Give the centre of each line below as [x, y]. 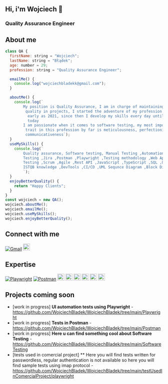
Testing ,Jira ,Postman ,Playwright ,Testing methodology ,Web [90, 158]
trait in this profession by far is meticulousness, [81, 130]
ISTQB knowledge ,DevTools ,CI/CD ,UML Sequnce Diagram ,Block [90, 167]
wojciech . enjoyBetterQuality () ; [39, 219]
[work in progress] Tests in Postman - [52, 323]
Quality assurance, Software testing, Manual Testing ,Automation [94, 153]
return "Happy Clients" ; [40, 186]
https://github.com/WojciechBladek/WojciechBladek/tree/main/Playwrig [86, 312]
